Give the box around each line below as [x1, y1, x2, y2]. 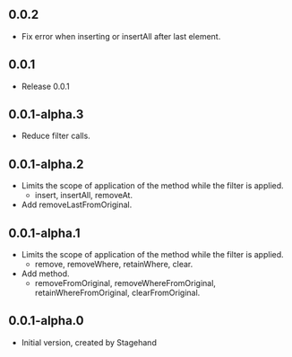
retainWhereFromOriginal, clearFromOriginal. [34, 287, 201, 299]
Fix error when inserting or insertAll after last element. [21, 30, 221, 41]
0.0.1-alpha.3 [8, 107, 84, 122]
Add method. [21, 268, 70, 279]
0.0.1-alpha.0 [8, 313, 84, 328]
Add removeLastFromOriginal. [21, 199, 133, 210]
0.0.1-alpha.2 [8, 156, 84, 171]
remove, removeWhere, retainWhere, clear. [34, 259, 193, 270]
